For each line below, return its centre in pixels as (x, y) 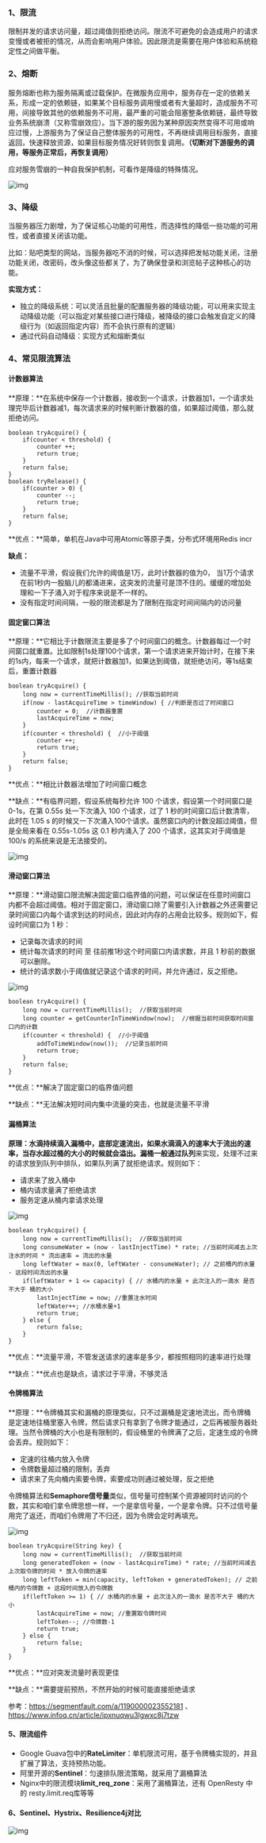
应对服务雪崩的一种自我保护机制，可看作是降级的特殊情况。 (105, 169)
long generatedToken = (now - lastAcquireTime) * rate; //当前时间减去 (139, 1563)
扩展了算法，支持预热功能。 (65, 1764)
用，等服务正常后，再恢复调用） (60, 152)
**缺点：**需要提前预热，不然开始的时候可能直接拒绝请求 (102, 1689)
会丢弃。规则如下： (40, 1442)
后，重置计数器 (32, 671)
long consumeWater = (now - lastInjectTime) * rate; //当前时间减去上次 (140, 1247)
